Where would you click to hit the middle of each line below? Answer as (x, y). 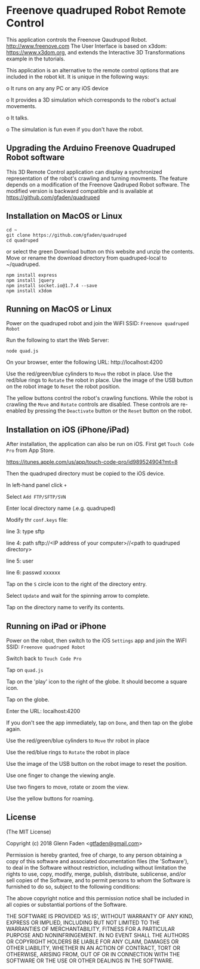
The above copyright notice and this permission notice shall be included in (98, 898)
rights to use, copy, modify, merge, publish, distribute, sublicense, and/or (96, 874)
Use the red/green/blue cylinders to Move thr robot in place (78, 741)
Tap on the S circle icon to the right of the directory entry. (77, 584)
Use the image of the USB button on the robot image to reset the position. (97, 764)
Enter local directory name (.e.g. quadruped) (61, 508)
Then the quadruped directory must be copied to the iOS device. (86, 473)
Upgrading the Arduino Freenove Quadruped (91, 148)
